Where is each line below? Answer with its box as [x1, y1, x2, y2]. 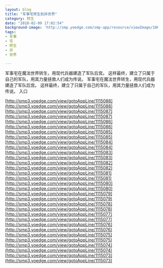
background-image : [5, 25, 42, 30]
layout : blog [5, 7, 32, 12]
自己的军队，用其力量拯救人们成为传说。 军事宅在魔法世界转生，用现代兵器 [5, 76, 155, 82]
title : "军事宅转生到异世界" [5, 12, 57, 16]
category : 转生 [5, 16, 34, 21]
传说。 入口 [5, 88, 28, 95]
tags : [5, 30, 16, 34]
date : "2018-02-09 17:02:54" [5, 20, 64, 26]
